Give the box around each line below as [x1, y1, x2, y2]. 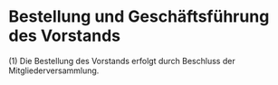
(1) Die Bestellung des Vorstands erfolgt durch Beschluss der [8, 55, 236, 66]
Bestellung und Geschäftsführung [8, 6, 270, 27]
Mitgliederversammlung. [8, 65, 100, 76]
